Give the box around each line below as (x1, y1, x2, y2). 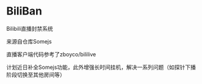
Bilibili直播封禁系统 (6, 25, 54, 32)
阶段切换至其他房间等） (6, 71, 65, 78)
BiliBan (6, 4, 43, 18)
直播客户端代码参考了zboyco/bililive (6, 50, 96, 58)
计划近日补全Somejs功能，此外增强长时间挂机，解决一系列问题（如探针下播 (6, 63, 197, 71)
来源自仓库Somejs (6, 37, 52, 45)
